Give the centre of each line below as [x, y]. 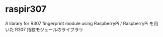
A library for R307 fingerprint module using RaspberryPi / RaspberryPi [77, 23]
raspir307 [26, 9]
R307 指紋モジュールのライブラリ [49, 29]
